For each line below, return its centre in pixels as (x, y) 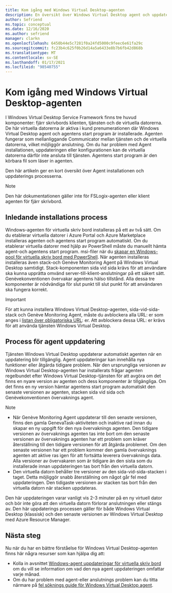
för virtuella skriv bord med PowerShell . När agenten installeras (82, 257)
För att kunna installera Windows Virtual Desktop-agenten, (67, 309)
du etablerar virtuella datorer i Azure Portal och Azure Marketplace (76, 235)
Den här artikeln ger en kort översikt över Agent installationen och (75, 171)
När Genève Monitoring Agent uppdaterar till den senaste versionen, (85, 417)
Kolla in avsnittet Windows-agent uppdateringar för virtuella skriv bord (87, 563)
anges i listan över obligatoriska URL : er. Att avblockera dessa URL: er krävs (85, 320)
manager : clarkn (23, 39)
